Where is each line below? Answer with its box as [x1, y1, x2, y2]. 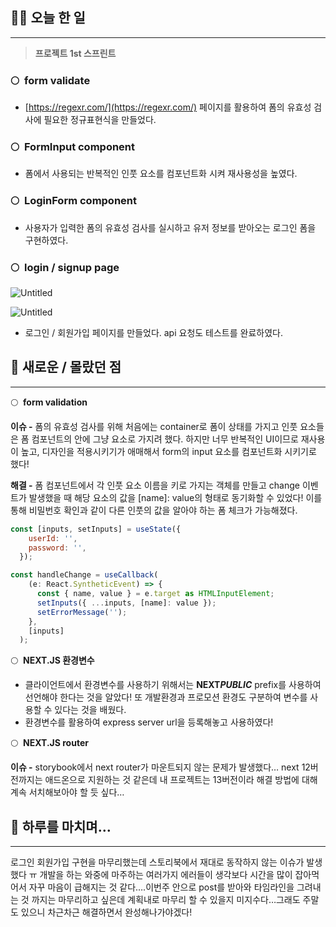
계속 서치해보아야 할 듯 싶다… [10, 786, 125, 798]
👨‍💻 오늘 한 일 [10, 9, 86, 27]
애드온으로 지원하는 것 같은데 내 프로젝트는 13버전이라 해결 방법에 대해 [44, 774, 318, 786]
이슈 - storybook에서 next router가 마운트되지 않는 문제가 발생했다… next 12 [10, 761, 311, 773]
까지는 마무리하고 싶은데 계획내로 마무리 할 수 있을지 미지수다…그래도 [31, 894, 301, 906]
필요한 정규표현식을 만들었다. [43, 114, 157, 126]
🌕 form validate [10, 73, 91, 87]
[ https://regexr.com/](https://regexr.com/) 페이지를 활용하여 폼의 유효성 [24, 101, 312, 113]
